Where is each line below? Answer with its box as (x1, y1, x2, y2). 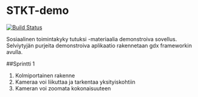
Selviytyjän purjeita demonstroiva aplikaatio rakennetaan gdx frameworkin (6, 42, 193, 49)
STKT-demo (6, 4, 69, 18)
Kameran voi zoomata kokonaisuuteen (15, 84, 111, 92)
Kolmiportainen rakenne (15, 72, 75, 79)
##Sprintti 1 (6, 60, 35, 67)
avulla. (6, 48, 23, 55)
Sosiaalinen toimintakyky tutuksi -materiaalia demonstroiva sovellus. (6, 35, 177, 42)
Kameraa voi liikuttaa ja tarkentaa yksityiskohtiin (15, 78, 135, 85)
